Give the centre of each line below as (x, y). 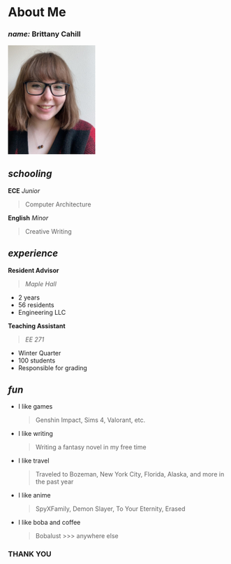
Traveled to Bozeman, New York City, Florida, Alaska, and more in (130, 474)
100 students (37, 360)
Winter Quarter (39, 353)
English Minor (28, 218)
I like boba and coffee (49, 523)
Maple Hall (40, 283)
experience (33, 254)
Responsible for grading (53, 367)
